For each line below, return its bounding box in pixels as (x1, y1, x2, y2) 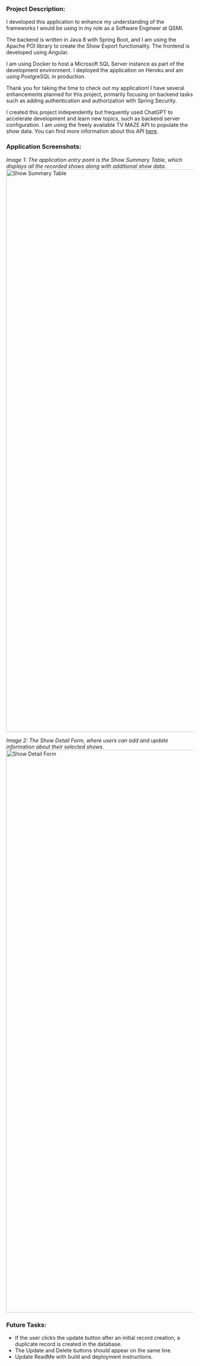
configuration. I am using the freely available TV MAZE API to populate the (6, 121, 189, 129)
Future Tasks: (6, 1321, 46, 1329)
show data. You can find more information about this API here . (6, 127, 159, 135)
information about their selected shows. (6, 743, 104, 750)
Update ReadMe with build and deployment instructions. (14, 1353, 153, 1360)
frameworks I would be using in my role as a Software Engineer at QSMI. (6, 24, 184, 32)
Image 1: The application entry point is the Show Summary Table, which (6, 156, 183, 163)
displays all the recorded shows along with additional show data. (6, 163, 167, 170)
